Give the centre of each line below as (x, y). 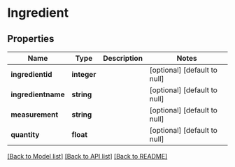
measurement (35, 115)
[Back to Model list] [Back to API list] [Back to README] (87, 156)
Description (123, 58)
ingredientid (31, 74)
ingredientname (38, 94)
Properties (31, 39)
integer (84, 74)
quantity (25, 135)
